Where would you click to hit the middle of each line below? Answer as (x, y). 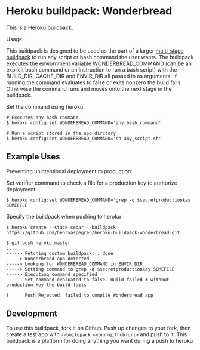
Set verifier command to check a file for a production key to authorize (92, 183)
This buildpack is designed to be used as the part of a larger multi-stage (95, 50)
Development (32, 314)
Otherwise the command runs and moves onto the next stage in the (89, 88)
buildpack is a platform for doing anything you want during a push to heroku (100, 340)
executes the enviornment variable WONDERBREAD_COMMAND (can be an (99, 63)
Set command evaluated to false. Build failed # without (97, 280)
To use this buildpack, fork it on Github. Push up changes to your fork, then (99, 328)
